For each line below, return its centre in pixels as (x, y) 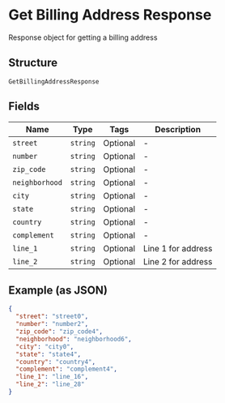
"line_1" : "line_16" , (52, 377)
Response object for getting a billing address (83, 37)
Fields (24, 107)
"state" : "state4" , (49, 354)
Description (178, 129)
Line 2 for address (178, 261)
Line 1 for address (178, 248)
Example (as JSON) (58, 290)
